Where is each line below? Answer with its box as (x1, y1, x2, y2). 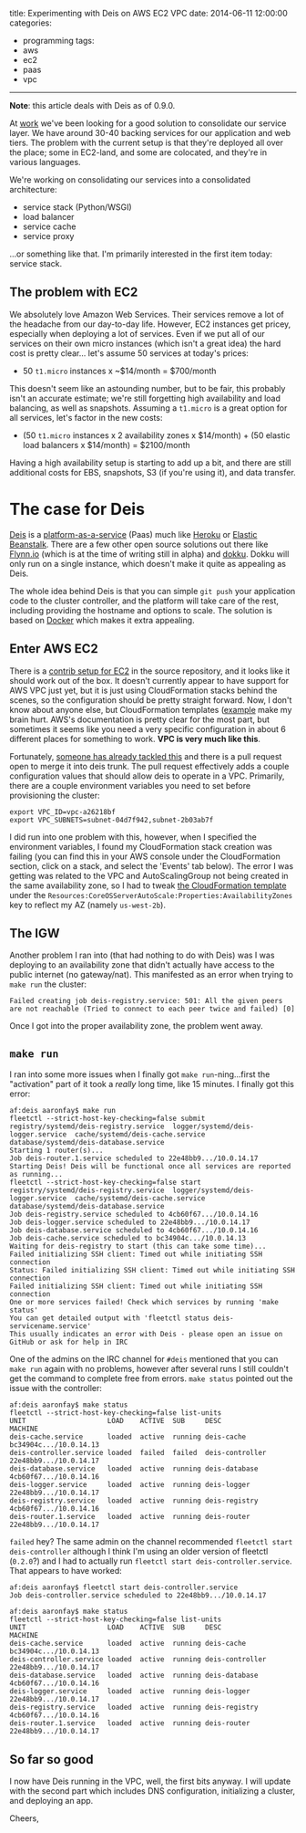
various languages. (9, 157, 81, 167)
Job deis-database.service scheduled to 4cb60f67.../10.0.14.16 (9, 1226, 259, 1235)
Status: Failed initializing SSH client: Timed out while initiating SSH (9, 1266, 296, 1275)
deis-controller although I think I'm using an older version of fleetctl (9, 1546, 269, 1557)
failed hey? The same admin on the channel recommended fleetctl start (9, 1536, 293, 1547)
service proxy (22, 231, 75, 241)
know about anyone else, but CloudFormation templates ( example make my (9, 704, 292, 715)
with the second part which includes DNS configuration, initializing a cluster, (9, 1786, 296, 1796)
